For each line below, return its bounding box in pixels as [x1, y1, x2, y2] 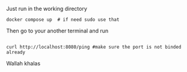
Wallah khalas [6, 60, 41, 67]
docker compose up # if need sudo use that [6, 17, 120, 23]
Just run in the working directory [6, 5, 87, 12]
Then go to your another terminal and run [6, 27, 109, 34]
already [6, 49, 26, 55]
